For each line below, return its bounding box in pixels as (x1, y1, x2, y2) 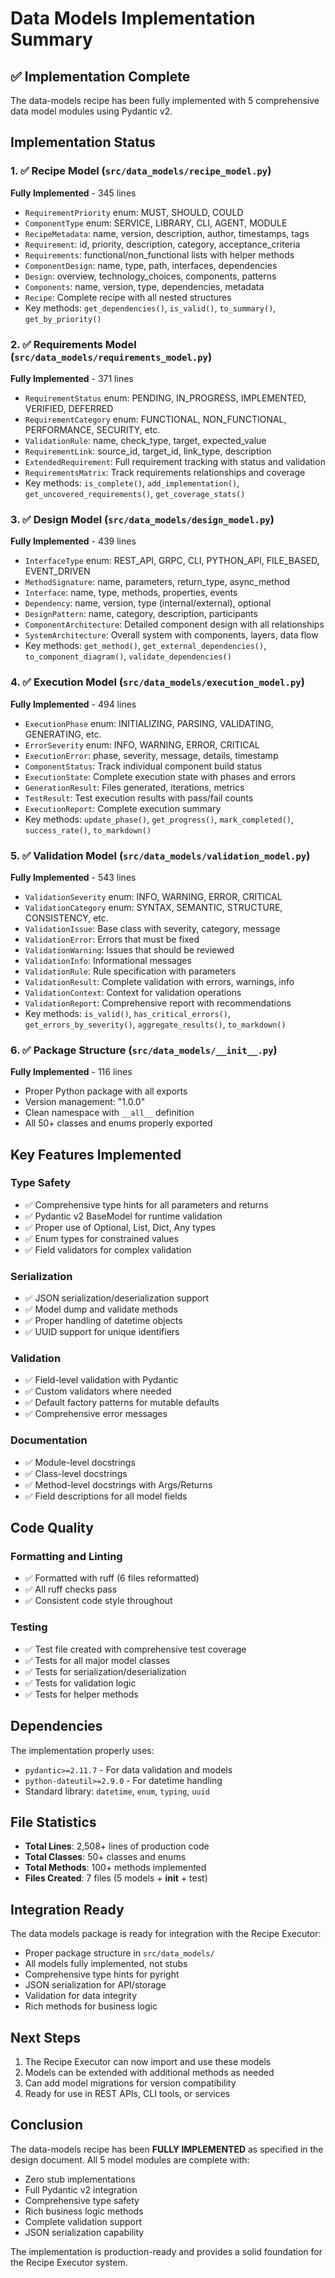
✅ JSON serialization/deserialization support (24, 1292, 210, 1304)
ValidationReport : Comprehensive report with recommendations (24, 997, 292, 1009)
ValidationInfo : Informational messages (24, 954, 192, 966)
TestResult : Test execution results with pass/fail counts (24, 792, 254, 804)
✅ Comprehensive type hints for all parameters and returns (24, 1198, 269, 1211)
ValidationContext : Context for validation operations (24, 986, 242, 998)
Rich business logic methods (24, 2205, 144, 2217)
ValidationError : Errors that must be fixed (24, 933, 200, 945)
